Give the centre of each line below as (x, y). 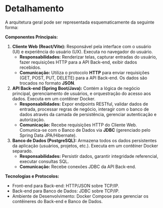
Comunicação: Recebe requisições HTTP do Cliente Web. (78, 125)
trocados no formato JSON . (47, 83)
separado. (23, 151)
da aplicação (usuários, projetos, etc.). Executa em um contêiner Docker (85, 146)
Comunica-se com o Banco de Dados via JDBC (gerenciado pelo (85, 130)
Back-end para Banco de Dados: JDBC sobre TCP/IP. (66, 191)
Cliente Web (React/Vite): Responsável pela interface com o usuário (82, 46)
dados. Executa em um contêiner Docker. (54, 98)
